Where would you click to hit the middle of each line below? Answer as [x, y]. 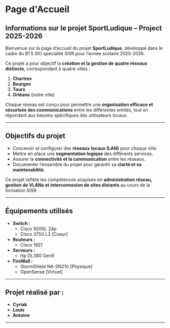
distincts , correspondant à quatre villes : [48, 69]
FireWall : [23, 261]
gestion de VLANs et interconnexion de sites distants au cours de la [78, 185]
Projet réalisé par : [35, 293]
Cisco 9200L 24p [38, 229]
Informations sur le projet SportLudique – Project [83, 28]
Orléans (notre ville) [34, 95]
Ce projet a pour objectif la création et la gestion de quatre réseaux [76, 63]
